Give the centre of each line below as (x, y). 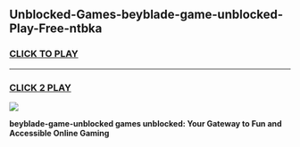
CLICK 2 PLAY (40, 87)
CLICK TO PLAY (44, 54)
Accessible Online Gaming (59, 133)
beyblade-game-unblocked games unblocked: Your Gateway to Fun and (146, 123)
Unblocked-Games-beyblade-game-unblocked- (146, 15)
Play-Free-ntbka (56, 29)
